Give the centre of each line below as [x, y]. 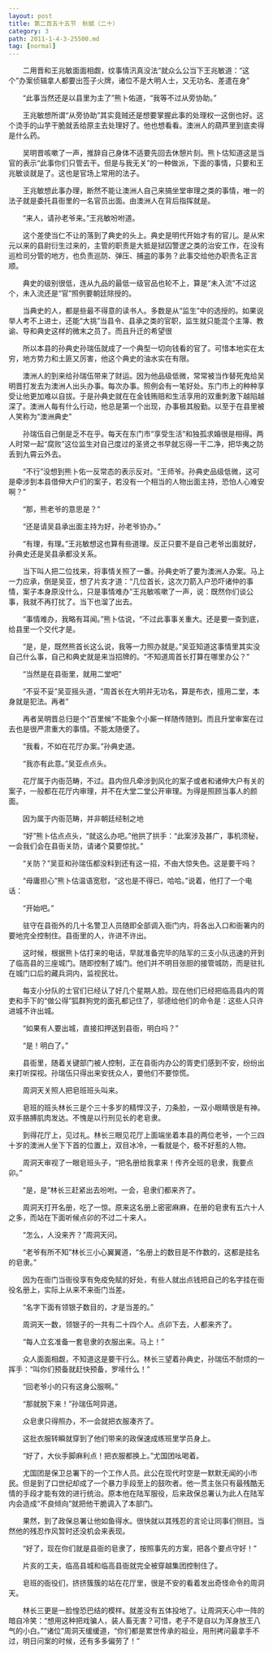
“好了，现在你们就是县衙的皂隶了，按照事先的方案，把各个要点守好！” [140, 1549]
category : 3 [28, 31]
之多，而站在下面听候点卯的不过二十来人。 [80, 1217]
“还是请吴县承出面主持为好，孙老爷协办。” [91, 527]
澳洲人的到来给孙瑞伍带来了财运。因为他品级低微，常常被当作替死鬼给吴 [143, 376]
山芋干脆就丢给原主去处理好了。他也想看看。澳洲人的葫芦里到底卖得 [150, 125]
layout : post [30, 16]
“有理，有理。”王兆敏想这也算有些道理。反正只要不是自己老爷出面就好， [141, 544]
